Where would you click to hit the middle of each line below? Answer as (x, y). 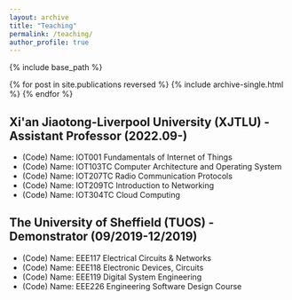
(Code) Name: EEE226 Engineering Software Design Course (132, 286)
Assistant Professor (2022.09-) (99, 135)
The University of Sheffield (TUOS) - (112, 223)
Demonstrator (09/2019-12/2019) (103, 237)
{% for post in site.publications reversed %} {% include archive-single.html (146, 84)
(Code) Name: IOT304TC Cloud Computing (101, 195)
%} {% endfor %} (41, 94)
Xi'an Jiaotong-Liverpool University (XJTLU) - (140, 122)
